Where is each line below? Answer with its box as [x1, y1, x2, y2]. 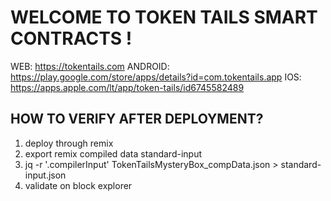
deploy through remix [24, 137, 114, 149]
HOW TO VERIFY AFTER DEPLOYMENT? [10, 111, 264, 128]
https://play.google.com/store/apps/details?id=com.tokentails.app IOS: [10, 71, 302, 83]
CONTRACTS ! [10, 27, 133, 50]
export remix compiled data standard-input [24, 147, 203, 160]
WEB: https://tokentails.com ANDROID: [10, 60, 170, 72]
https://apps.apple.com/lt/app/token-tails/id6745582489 [10, 81, 245, 93]
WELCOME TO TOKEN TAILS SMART [10, 6, 318, 29]
